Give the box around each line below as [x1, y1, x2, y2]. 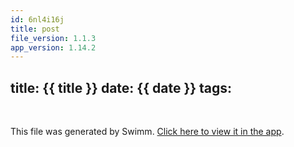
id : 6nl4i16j [10, 14, 65, 25]
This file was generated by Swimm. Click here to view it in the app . [10, 126, 285, 138]
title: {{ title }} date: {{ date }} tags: [10, 79, 233, 96]
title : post [10, 24, 60, 34]
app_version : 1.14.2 [10, 42, 97, 53]
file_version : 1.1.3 [10, 33, 97, 43]
